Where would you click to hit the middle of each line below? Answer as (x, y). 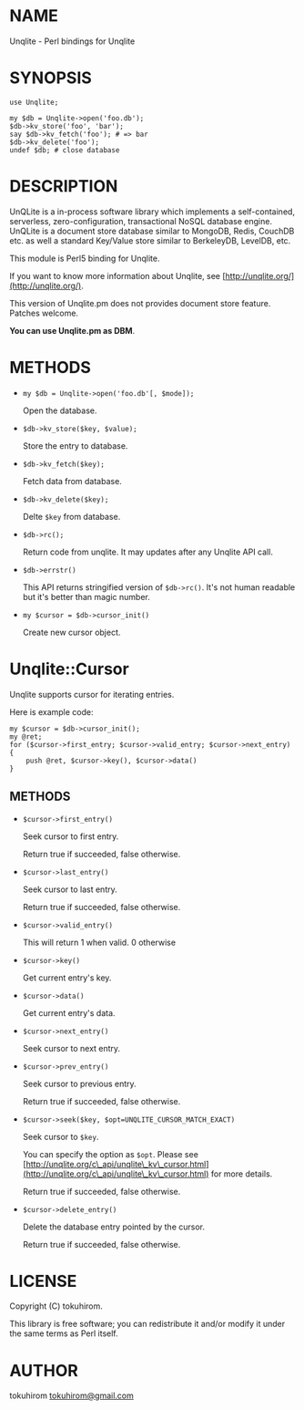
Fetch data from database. (72, 481)
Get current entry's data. (69, 1012)
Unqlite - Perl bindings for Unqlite (72, 41)
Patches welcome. (44, 313)
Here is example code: (51, 711)
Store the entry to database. (75, 446)
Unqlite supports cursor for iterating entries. (92, 694)
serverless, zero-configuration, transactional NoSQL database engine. (141, 221)
